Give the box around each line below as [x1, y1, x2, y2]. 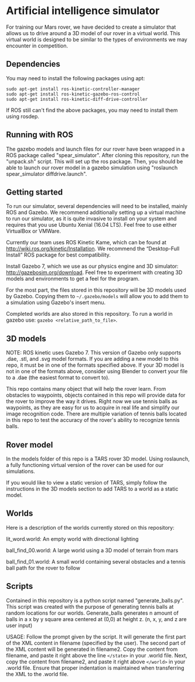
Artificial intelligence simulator [6, 4, 160, 18]
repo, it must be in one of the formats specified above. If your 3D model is [6, 362, 184, 369]
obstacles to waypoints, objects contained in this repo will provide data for [6, 391, 186, 399]
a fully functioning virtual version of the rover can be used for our [6, 462, 164, 468]
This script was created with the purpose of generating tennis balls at [6, 603, 174, 610]
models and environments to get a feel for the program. [6, 275, 140, 282]
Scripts [6, 581, 33, 591]
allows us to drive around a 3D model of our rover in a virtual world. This [6, 29, 180, 36]
